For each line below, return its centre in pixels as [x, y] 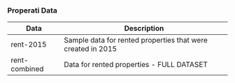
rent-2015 [29, 45]
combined [27, 69]
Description [144, 29]
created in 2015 [91, 49]
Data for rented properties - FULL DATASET [136, 65]
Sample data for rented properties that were [136, 40]
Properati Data [33, 10]
